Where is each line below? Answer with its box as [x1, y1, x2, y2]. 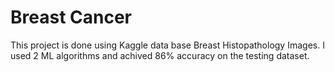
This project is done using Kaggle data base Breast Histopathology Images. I [10, 39, 325, 51]
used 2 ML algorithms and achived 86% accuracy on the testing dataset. [10, 49, 310, 61]
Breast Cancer [10, 6, 132, 29]
